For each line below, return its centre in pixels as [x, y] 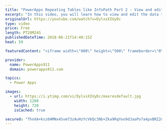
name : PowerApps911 [30, 64]
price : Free [17, 28]
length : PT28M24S [23, 33]
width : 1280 [26, 101]
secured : [14, 119]
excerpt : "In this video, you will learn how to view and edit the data [82, 14]
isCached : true [30, 110]
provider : [15, 60]
